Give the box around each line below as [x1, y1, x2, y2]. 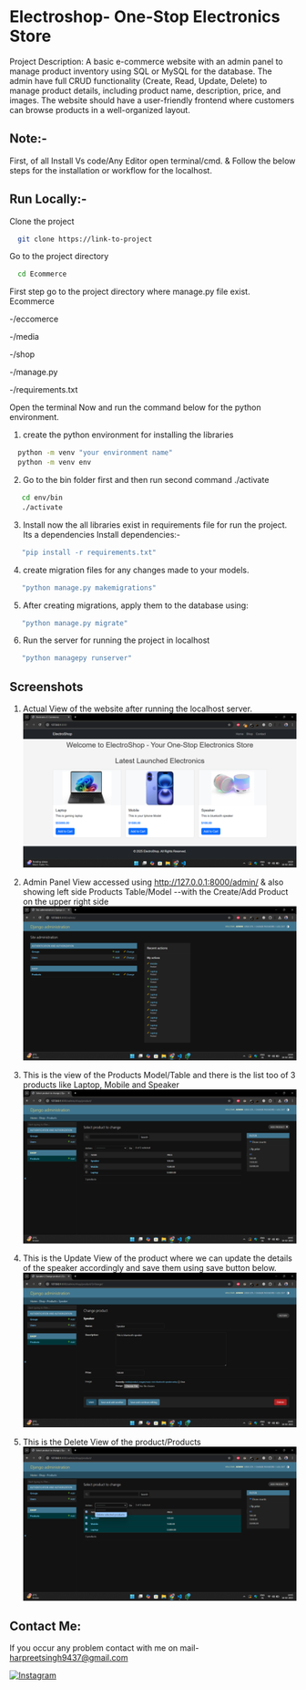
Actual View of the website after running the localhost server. [22, 703, 253, 714]
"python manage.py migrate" [21, 618, 128, 627]
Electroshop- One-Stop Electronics [9, 6, 280, 27]
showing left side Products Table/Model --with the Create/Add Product [22, 887, 289, 897]
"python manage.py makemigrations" [21, 583, 157, 593]
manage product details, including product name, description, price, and [9, 85, 280, 96]
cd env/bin [21, 493, 64, 503]
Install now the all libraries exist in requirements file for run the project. [22, 519, 288, 530]
